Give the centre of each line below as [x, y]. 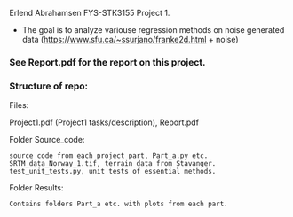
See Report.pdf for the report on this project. [107, 62]
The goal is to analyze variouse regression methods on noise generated [153, 30]
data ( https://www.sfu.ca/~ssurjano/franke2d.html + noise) [130, 39]
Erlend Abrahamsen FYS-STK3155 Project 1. [90, 13]
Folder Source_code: [47, 140]
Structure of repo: [49, 86]
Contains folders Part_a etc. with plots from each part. [119, 204]
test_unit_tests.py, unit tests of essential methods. [113, 172]
